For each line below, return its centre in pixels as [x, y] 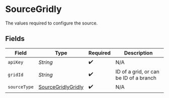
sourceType [21, 87]
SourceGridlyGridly [61, 87]
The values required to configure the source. [52, 23]
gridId [16, 74]
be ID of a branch [136, 77]
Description [138, 52]
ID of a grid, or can [137, 71]
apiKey [16, 62]
